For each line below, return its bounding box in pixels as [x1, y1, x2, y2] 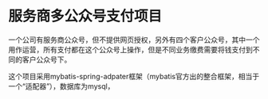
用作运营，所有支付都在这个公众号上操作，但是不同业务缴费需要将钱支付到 [8, 44, 253, 54]
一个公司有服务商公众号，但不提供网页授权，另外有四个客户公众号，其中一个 [8, 35, 260, 44]
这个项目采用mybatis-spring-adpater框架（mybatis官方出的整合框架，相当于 [8, 71, 260, 81]
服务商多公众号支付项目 [8, 7, 163, 25]
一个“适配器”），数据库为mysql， [8, 81, 115, 91]
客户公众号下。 [22, 55, 72, 64]
